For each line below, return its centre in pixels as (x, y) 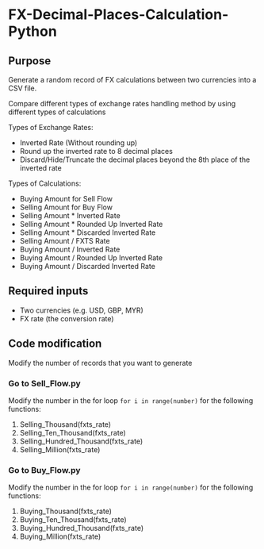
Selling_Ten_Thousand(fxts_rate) (73, 432)
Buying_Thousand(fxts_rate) (66, 511)
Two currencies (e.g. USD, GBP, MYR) (82, 310)
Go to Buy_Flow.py (44, 470)
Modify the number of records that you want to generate (100, 363)
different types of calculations (57, 112)
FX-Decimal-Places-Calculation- (119, 15)
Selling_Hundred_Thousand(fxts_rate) (81, 441)
